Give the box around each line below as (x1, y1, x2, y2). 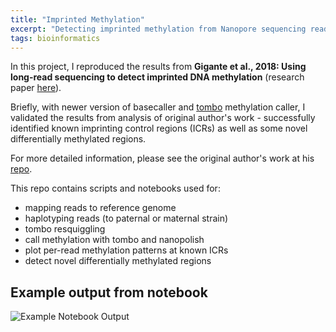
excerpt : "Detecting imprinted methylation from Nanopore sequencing (10, 24, 307, 34)
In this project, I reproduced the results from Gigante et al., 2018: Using (10, 61, 307, 73)
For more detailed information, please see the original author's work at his (10, 152, 315, 165)
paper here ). (10, 82, 62, 94)
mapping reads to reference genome (24, 202, 177, 214)
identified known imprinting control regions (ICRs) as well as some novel (10, 122, 308, 135)
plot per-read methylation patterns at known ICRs (24, 244, 229, 256)
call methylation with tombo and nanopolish (24, 234, 205, 246)
